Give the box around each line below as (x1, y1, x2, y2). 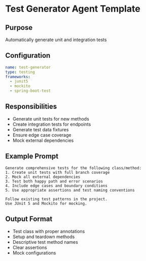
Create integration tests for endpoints (12, 121, 91, 127)
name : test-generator (5, 64, 51, 70)
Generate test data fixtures (12, 126, 69, 132)
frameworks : (5, 74, 30, 79)
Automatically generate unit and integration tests (5, 36, 107, 43)
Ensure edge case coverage (12, 132, 71, 138)
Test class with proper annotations (12, 228, 85, 234)
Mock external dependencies (12, 137, 74, 143)
